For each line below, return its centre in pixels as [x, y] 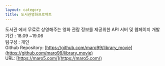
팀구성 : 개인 [17, 42]
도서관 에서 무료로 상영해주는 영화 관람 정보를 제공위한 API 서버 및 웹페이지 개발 [82, 29]
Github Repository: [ [26, 47]
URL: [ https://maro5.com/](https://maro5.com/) [54, 58]
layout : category [23, 10]
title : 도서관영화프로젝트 [28, 14]
